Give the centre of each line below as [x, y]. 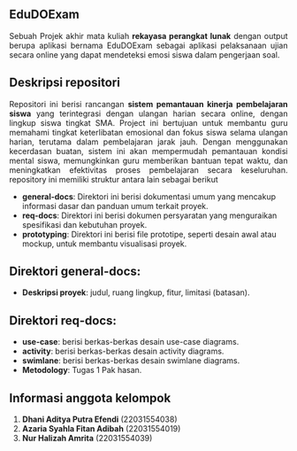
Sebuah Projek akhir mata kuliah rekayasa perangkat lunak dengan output [148, 35]
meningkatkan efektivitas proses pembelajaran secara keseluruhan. [148, 170]
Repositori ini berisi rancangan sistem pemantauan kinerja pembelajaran [148, 104]
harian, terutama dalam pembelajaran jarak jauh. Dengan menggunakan [148, 142]
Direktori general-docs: [75, 272]
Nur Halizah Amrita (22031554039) [87, 439]
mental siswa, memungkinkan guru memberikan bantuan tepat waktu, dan [148, 160]
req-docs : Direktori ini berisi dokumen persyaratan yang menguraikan [149, 215]
